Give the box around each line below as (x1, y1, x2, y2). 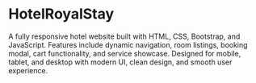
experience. (8, 65, 48, 75)
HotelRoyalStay (8, 5, 115, 23)
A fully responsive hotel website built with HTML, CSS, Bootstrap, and (8, 31, 241, 41)
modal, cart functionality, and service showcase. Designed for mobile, (8, 48, 241, 58)
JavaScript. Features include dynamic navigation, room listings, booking (8, 39, 248, 49)
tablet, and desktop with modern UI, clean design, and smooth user (8, 57, 233, 67)
